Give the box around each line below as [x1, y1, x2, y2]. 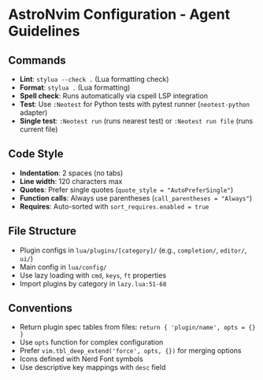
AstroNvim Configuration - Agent [8, 6, 231, 24]
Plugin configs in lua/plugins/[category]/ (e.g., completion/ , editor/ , [19, 245, 247, 255]
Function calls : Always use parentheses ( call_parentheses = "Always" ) [19, 193, 253, 202]
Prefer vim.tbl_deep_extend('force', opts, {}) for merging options [19, 346, 242, 356]
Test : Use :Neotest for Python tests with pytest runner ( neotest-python [19, 100, 250, 109]
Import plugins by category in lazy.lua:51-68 [19, 279, 167, 288]
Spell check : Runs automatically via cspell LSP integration [19, 91, 209, 100]
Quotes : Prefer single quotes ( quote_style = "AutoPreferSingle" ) [19, 185, 234, 194]
